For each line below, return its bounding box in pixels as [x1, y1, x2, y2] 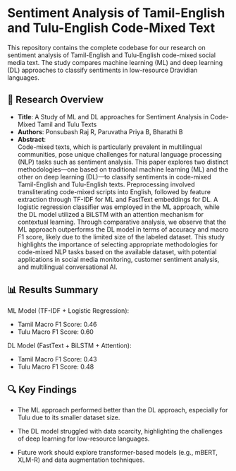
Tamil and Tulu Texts [37, 120, 97, 129]
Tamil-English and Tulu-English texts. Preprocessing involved [17, 180, 195, 189]
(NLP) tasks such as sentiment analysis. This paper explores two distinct [17, 157, 229, 166]
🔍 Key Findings [7, 383, 77, 395]
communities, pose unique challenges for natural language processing [17, 150, 222, 158]
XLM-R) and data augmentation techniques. [17, 455, 145, 464]
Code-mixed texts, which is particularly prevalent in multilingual [17, 143, 203, 151]
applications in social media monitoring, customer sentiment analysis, [17, 255, 220, 263]
